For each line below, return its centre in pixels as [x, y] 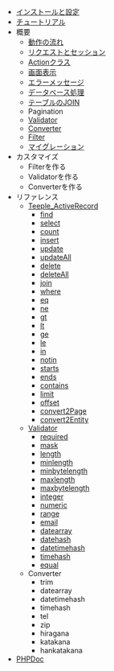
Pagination [46, 111]
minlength [57, 462]
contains [54, 385]
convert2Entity [64, 420]
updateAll [56, 257]
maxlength [57, 480]
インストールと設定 [48, 12]
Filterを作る [47, 167]
